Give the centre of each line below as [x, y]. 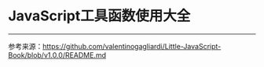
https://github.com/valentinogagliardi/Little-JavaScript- [132, 46]
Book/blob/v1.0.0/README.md [57, 55]
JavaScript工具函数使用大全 [99, 16]
